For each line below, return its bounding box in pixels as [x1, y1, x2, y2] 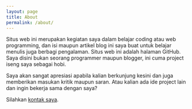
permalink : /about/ [6, 19, 54, 25]
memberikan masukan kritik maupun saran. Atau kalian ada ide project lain [6, 78, 186, 85]
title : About [6, 14, 38, 20]
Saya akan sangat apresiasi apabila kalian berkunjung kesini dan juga [6, 72, 173, 80]
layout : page [6, 8, 38, 15]
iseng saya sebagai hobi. [6, 61, 66, 68]
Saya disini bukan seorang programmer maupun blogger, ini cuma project [6, 54, 184, 62]
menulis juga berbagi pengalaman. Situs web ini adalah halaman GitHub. [6, 48, 181, 55]
